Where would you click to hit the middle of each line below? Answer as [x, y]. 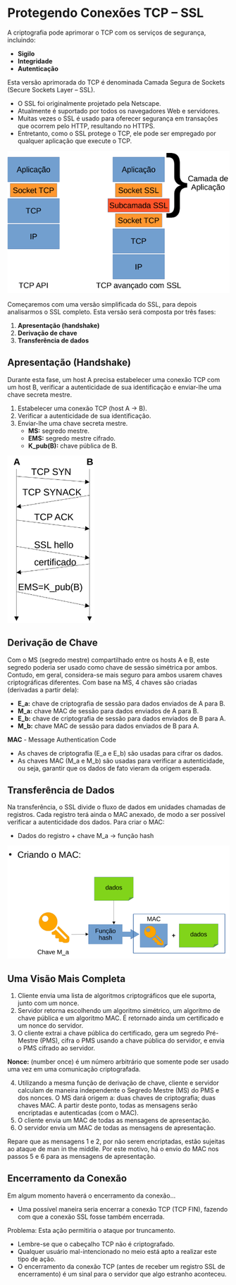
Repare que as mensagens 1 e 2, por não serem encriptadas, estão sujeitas [116, 1141]
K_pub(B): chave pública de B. [73, 445]
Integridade [35, 61]
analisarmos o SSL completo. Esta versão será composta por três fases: [112, 312]
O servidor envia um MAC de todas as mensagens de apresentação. [117, 1127]
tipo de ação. [37, 1259]
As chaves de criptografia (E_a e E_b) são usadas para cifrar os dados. [120, 753]
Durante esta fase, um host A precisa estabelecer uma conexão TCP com [114, 379]
